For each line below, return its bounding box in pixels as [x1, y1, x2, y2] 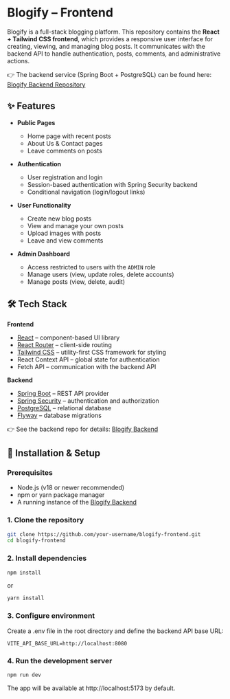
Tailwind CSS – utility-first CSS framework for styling [16, 348, 167, 356]
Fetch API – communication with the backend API [16, 362, 157, 370]
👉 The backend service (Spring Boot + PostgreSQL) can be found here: [7, 70, 211, 78]
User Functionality [16, 201, 71, 209]
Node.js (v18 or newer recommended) [16, 483, 125, 492]
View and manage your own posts [27, 221, 124, 230]
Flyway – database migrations [16, 411, 102, 419]
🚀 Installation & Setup [7, 447, 101, 458]
